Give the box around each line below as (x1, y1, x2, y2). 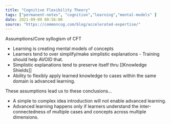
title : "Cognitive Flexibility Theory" (5, 7, 91, 13)
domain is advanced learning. (12, 78, 75, 84)
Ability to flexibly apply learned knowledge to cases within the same (12, 72, 157, 79)
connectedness (12, 109, 46, 115)
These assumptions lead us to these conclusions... (5, 88, 112, 94)
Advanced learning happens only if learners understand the (12, 103, 139, 110)
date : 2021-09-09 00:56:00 (5, 17, 63, 22)
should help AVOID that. (12, 57, 63, 63)
